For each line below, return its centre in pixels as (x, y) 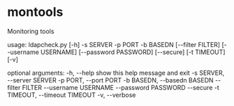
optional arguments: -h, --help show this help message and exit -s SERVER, (116, 73)
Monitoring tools (31, 31)
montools (35, 12)
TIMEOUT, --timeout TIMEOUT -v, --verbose (72, 95)
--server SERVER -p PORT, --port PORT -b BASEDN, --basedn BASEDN (111, 80)
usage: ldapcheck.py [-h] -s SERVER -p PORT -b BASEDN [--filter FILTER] (114, 44)
